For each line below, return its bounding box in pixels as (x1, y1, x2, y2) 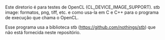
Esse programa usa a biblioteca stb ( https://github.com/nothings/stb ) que (5, 24, 156, 30)
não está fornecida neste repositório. (5, 30, 81, 35)
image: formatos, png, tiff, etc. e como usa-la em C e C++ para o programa (5, 9, 159, 15)
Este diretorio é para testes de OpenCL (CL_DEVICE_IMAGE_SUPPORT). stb (5, 4, 160, 10)
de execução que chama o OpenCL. (5, 15, 79, 20)
